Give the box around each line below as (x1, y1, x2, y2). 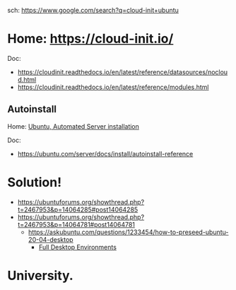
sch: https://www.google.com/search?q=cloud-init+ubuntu (7, 6, 179, 14)
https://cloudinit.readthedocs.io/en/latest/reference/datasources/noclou (17, 67, 228, 76)
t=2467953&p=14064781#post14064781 (17, 220, 136, 228)
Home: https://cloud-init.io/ (7, 31, 174, 47)
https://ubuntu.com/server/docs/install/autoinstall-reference (17, 149, 194, 158)
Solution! (7, 174, 62, 190)
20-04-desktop (28, 235, 73, 243)
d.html (17, 75, 37, 83)
